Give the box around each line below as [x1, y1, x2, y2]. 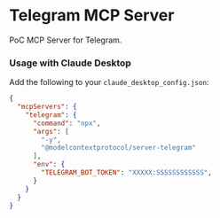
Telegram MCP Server [9, 5, 175, 26]
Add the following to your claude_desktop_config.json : [9, 77, 209, 88]
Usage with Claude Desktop [9, 57, 131, 69]
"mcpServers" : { [17, 103, 77, 112]
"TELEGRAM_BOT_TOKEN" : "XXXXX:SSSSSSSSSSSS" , [41, 168, 213, 177]
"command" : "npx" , [32, 119, 101, 128]
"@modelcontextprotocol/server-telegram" [41, 144, 197, 152]
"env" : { [32, 160, 66, 169]
